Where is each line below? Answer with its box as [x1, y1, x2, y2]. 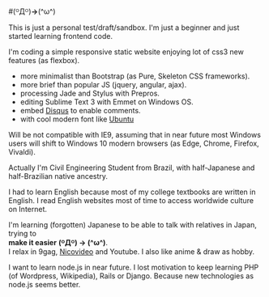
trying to [8, 229, 36, 238]
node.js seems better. [8, 280, 81, 289]
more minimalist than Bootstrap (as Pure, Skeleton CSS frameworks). [19, 71, 250, 81]
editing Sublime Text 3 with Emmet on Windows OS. [19, 97, 194, 107]
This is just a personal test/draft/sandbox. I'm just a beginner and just [8, 23, 240, 32]
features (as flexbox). [8, 56, 80, 65]
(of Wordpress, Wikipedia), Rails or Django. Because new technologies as [8, 271, 254, 281]
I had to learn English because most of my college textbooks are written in [8, 187, 256, 197]
